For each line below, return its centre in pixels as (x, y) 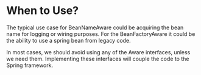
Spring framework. (30, 65)
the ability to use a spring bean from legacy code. (69, 40)
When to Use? (43, 11)
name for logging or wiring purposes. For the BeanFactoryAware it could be (101, 34)
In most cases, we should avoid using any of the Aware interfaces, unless (98, 52)
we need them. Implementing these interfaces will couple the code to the (98, 59)
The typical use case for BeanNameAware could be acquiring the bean (95, 27)
